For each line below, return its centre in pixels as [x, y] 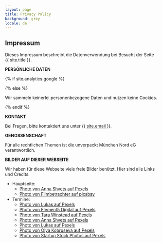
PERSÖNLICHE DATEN [28, 69]
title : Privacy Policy [28, 14]
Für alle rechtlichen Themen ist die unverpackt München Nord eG [71, 145]
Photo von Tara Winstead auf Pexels [56, 215]
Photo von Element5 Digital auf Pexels [57, 210]
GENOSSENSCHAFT [26, 136]
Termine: [21, 199]
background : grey [23, 19]
